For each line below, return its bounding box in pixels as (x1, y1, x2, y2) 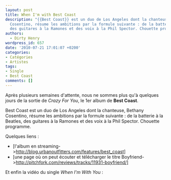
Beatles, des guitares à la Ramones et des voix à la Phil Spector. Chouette (5, 118, 160, 124)
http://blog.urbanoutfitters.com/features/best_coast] (16, 148, 126, 155)
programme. (5, 123, 32, 129)
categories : (5, 50, 31, 55)
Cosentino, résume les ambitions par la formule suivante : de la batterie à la (5, 113, 163, 119)
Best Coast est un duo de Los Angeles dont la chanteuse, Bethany (5, 107, 144, 113)
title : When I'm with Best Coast (5, 12, 76, 17)
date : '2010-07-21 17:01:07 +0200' (5, 45, 81, 50)
